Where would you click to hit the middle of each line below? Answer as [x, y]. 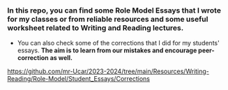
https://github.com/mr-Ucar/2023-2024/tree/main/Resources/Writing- [108, 71]
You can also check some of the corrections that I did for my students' [118, 43]
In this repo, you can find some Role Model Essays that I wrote [114, 10]
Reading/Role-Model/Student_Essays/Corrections [79, 79]
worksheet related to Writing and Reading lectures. [96, 28]
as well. [61, 58]
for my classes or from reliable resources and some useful [108, 19]
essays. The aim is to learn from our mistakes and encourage [107, 50]
